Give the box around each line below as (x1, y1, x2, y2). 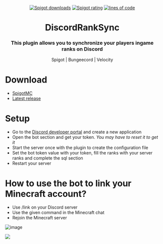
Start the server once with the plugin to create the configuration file (12, 145, 148, 151)
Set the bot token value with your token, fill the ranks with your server (12, 150, 153, 156)
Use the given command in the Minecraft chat (12, 210, 105, 215)
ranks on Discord (61, 46, 103, 53)
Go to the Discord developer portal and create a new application (12, 129, 142, 135)
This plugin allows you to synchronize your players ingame (11, 39, 154, 46)
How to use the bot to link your (5, 178, 132, 189)
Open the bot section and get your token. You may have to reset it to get (12, 134, 158, 140)
